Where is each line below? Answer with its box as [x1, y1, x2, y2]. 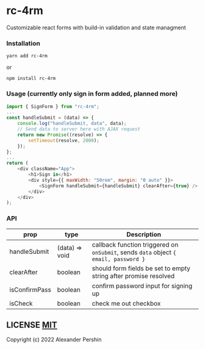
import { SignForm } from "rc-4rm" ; [6, 103, 99, 110]
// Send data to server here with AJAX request [17, 126, 140, 132]
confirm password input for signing [92, 281, 193, 290]
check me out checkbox [92, 299, 161, 308]
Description [126, 230, 162, 239]
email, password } [92, 256, 145, 262]
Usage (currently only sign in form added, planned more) [6, 90, 178, 98]
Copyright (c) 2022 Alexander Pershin [6, 336, 102, 344]
